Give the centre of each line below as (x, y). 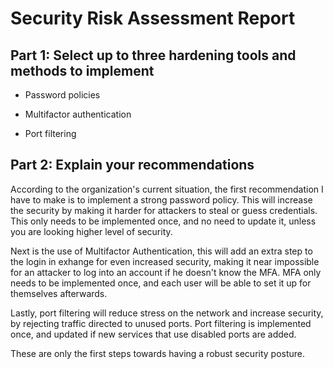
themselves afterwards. (59, 293)
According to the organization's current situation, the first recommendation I (167, 189)
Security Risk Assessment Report (153, 18)
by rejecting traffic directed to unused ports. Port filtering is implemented (161, 323)
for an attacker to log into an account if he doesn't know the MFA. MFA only (166, 272)
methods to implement (82, 70)
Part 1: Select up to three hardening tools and (153, 55)
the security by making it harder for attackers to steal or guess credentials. (164, 210)
